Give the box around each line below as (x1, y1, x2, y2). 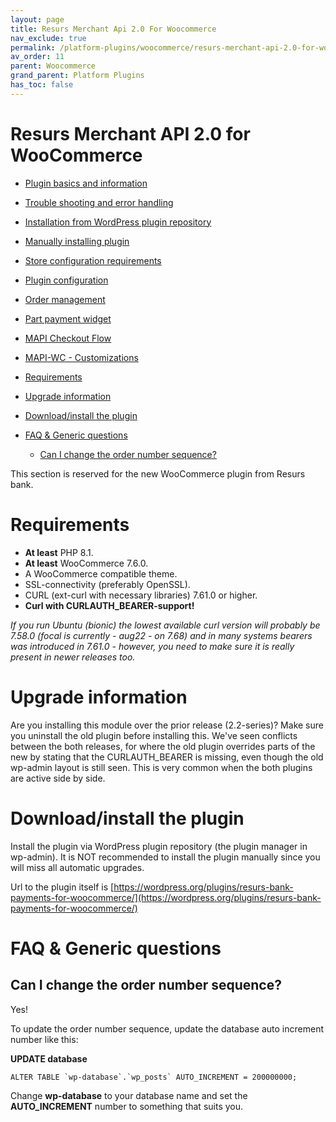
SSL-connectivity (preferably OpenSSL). (24, 578, 191, 590)
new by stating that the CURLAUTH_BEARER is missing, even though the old (10, 751, 324, 763)
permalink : (10, 42, 56, 53)
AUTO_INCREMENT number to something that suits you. (10, 1101, 244, 1113)
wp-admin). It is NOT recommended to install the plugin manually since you (10, 851, 321, 863)
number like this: (10, 1033, 79, 1045)
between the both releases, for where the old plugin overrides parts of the (10, 740, 316, 752)
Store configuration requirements (24, 254, 162, 266)
